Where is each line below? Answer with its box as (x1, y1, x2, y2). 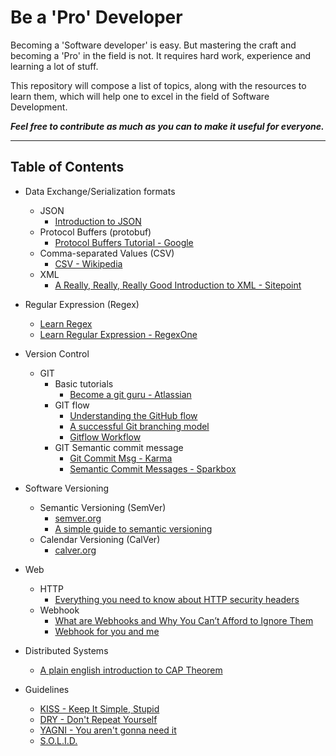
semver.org (54, 512, 102, 524)
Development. (10, 101, 68, 113)
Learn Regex (39, 317, 93, 330)
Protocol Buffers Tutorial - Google (54, 236, 194, 248)
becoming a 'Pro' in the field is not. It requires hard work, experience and (10, 49, 312, 61)
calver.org (54, 544, 97, 556)
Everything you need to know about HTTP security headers (54, 593, 300, 605)
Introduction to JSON (54, 215, 142, 227)
